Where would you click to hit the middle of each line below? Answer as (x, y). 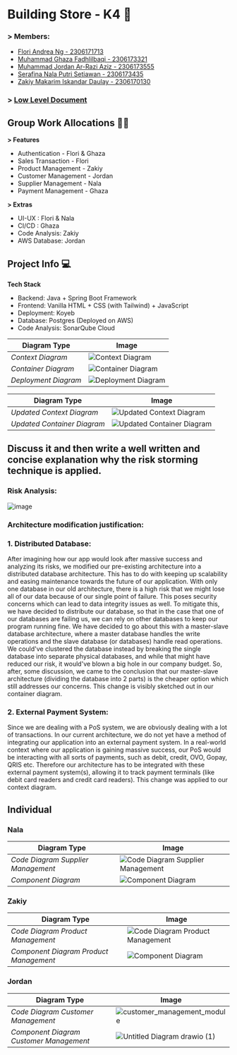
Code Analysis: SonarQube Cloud (66, 328)
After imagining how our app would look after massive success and (105, 559)
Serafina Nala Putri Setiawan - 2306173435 (80, 74)
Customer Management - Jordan (65, 176)
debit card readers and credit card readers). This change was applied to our (117, 780)
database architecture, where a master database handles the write (104, 633)
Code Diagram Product (49, 932)
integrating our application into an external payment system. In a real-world (117, 743)
